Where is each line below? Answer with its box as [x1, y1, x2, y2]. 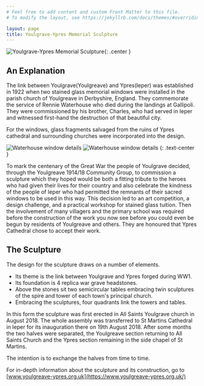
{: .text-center [160, 144, 195, 152]
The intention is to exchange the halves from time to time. [6, 354, 151, 362]
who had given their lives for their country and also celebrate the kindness [6, 182, 192, 189]
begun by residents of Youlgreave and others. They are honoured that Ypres [6, 220, 197, 228]
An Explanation [6, 65, 66, 76]
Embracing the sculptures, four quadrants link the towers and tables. [15, 298, 187, 306]
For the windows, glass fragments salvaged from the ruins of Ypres [6, 126, 175, 133]
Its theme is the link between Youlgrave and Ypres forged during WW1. [15, 272, 192, 280]
